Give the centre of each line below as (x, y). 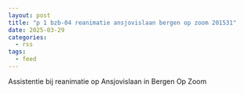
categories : (27, 37)
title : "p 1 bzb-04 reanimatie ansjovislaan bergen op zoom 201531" (122, 23)
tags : (17, 52)
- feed (26, 60)
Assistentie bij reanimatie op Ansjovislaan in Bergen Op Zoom (107, 81)
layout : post (29, 15)
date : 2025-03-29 (36, 30)
